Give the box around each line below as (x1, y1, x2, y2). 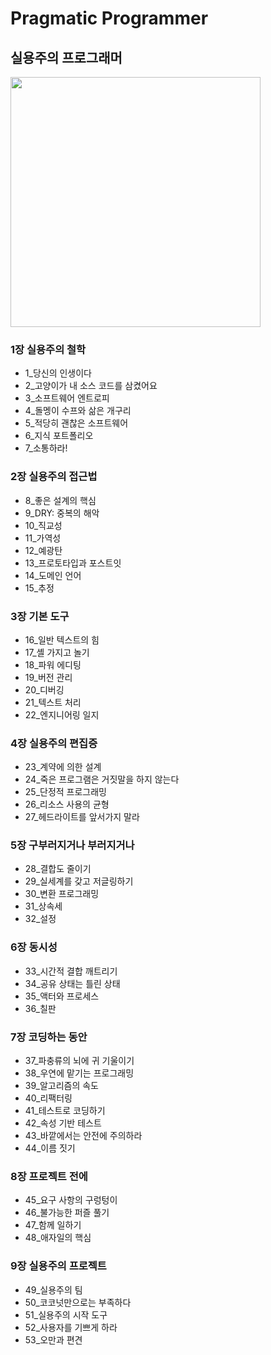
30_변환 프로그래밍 (24, 888, 100, 900)
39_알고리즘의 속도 (24, 1080, 99, 1092)
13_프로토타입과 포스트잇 (24, 557, 122, 569)
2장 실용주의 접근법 (10, 470, 98, 484)
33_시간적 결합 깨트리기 (24, 965, 118, 977)
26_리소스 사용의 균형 (24, 798, 110, 811)
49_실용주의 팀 (24, 1283, 83, 1296)
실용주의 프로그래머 (10, 49, 123, 66)
